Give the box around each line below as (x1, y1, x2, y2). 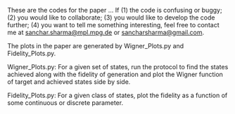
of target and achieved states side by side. (7, 78, 131, 86)
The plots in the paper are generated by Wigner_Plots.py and (7, 42, 184, 50)
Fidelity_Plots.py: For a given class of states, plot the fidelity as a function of (7, 91, 228, 99)
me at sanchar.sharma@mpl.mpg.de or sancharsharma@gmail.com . (7, 28, 205, 36)
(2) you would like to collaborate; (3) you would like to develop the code (7, 13, 216, 22)
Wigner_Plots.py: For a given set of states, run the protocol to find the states (7, 63, 229, 71)
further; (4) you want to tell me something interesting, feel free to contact (7, 21, 220, 29)
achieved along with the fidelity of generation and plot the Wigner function (7, 70, 224, 78)
